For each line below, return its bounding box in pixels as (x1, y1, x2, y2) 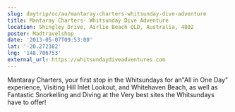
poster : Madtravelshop (7, 30, 74, 37)
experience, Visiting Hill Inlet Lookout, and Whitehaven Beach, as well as (7, 82, 218, 92)
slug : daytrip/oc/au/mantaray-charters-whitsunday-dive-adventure (7, 10, 207, 18)
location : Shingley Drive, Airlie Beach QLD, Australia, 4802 (7, 23, 194, 30)
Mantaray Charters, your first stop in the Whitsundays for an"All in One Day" (7, 75, 229, 84)
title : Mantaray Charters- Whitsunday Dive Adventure (7, 17, 169, 24)
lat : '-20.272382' (7, 43, 61, 50)
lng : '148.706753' (7, 50, 61, 57)
